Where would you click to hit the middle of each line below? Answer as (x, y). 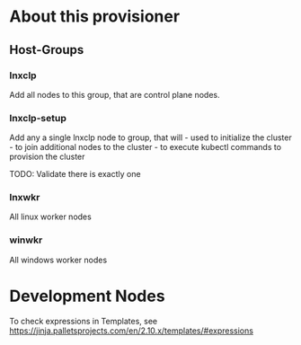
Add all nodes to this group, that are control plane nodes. (115, 94)
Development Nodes (87, 296)
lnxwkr (25, 198)
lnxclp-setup (38, 118)
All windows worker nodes (58, 260)
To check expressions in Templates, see (84, 321)
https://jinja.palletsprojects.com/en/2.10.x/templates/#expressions (132, 331)
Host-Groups (47, 50)
